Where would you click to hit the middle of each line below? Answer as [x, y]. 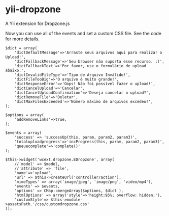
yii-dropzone [33, 9]
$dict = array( [21, 48]
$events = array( [24, 133]
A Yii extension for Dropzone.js [38, 23]
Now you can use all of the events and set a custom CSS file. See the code [83, 33]
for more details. [22, 39]
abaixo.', [16, 70]
